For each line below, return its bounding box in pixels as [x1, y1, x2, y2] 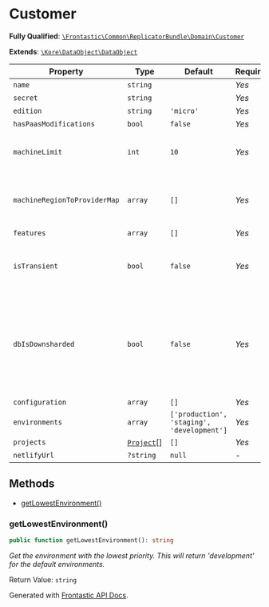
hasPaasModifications [13, 119, 95, 128]
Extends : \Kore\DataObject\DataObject [9, 46, 138, 56]
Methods [9, 477, 55, 491]
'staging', [169, 417, 212, 427]
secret [13, 93, 38, 103]
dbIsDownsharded [13, 340, 75, 348]
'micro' [169, 106, 199, 115]
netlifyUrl [13, 450, 54, 460]
